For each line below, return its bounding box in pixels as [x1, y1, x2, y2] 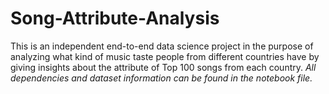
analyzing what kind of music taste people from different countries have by [10, 50, 320, 62]
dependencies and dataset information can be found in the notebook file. [10, 72, 313, 84]
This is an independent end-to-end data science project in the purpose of [10, 40, 314, 52]
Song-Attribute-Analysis [10, 7, 220, 30]
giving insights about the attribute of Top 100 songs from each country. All [10, 61, 317, 73]
